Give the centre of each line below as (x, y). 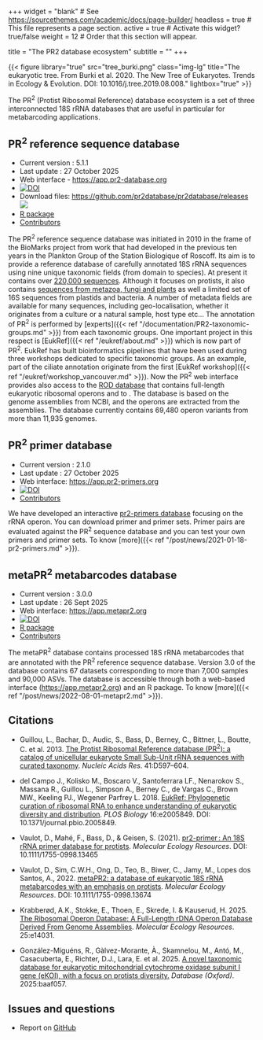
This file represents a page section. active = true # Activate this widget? (124, 28)
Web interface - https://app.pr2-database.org (93, 179)
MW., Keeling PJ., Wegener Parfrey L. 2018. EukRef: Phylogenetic (125, 798)
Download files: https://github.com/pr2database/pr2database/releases (134, 197)
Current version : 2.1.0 (55, 464)
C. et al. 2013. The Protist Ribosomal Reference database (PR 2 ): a (125, 748)
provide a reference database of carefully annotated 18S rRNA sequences (128, 264)
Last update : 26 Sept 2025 (64, 603)
